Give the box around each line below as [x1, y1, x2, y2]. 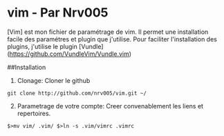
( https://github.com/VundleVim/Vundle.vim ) [7, 50, 132, 58]
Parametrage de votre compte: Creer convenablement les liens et [17, 101, 204, 110]
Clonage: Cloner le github [17, 76, 91, 84]
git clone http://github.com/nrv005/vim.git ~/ [7, 90, 147, 97]
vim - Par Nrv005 [7, 5, 109, 21]
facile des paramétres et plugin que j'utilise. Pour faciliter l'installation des [7, 35, 218, 43]
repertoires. [17, 109, 51, 117]
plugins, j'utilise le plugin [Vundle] [7, 42, 104, 50]
